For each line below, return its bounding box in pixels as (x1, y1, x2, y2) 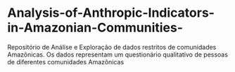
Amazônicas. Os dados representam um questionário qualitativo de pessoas (7, 50, 229, 59)
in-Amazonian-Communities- (7, 20, 184, 36)
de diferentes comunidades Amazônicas (7, 57, 125, 66)
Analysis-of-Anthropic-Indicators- (7, 5, 215, 21)
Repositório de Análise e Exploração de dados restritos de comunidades (7, 43, 217, 51)
